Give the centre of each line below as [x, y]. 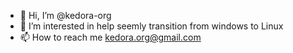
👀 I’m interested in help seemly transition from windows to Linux [151, 26]
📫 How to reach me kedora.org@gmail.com [110, 37]
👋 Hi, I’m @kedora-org [65, 15]
